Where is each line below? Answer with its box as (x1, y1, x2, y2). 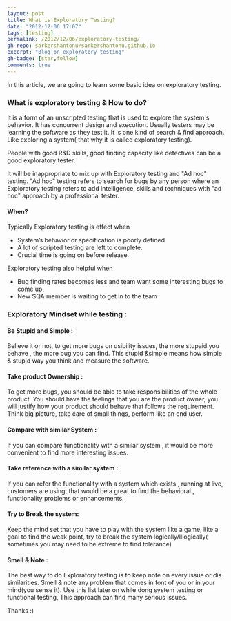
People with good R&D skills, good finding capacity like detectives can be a (7, 149, 221, 157)
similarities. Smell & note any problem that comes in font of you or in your (7, 578, 215, 587)
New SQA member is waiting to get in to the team (17, 292, 157, 300)
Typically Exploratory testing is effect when (7, 222, 130, 231)
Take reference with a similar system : (7, 464, 119, 472)
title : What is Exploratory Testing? (7, 17, 116, 23)
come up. (17, 285, 45, 294)
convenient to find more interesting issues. (7, 448, 129, 457)
